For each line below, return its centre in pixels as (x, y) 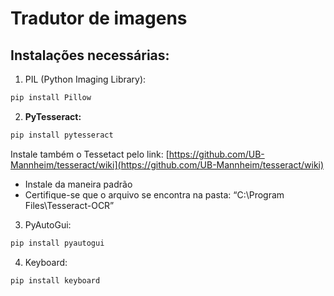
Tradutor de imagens (99, 18)
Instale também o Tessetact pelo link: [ (90, 154)
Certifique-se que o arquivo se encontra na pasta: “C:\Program (154, 194)
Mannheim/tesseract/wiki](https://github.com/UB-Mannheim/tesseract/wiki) (167, 164)
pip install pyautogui (57, 243)
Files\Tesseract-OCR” (69, 205)
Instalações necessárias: (90, 55)
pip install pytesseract (62, 135)
